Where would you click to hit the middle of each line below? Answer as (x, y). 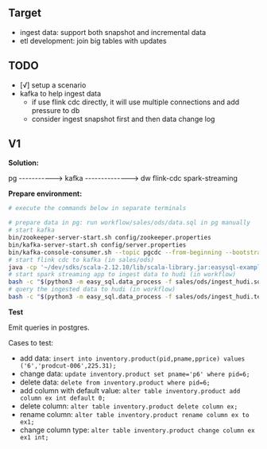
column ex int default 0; (62, 398)
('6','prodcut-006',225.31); (68, 365)
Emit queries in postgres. (49, 327)
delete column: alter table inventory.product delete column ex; (129, 406)
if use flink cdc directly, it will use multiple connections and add (135, 102)
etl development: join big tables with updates (93, 41)
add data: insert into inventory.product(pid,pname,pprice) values (132, 358)
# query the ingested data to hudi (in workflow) (92, 290)
